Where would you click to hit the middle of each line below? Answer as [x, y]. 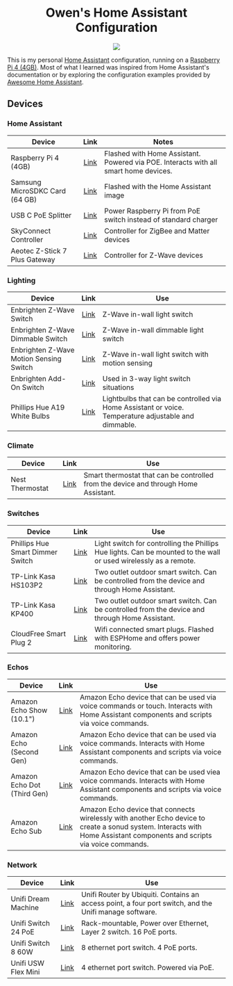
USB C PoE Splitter [41, 215]
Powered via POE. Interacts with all [161, 162]
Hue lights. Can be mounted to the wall [157, 552]
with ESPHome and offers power [147, 638]
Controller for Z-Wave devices [153, 255]
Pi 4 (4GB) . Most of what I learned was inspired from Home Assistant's [108, 67]
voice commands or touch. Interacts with [146, 706]
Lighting [21, 280]
